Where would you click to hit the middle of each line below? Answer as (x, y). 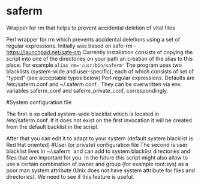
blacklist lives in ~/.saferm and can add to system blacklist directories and (98, 151)
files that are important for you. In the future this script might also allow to (97, 157)
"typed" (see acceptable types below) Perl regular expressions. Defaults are (100, 78)
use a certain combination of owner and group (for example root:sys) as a (97, 164)
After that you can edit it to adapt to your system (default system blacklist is (100, 138)
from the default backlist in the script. (52, 126)
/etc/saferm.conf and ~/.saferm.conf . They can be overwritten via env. (94, 84)
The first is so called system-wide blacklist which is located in (83, 114)
